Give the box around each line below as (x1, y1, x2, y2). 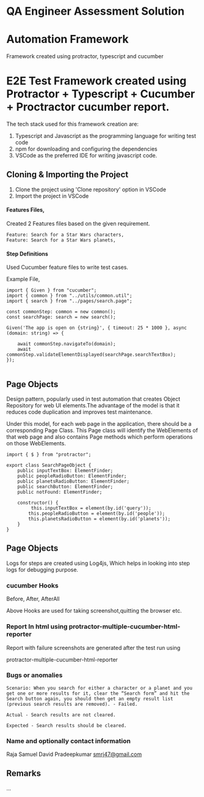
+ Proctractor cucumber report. (6, 100, 170, 114)
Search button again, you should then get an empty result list (6, 695, 173, 702)
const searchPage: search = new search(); (6, 314, 116, 320)
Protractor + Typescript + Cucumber (6, 87, 195, 101)
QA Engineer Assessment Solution (6, 4, 185, 18)
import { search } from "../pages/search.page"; (6, 298, 133, 304)
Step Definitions (6, 250, 49, 257)
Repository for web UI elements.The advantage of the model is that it (6, 402, 180, 409)
